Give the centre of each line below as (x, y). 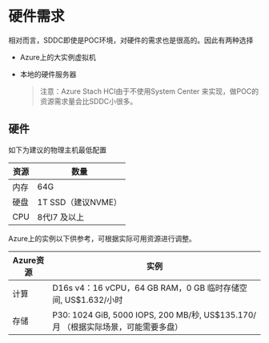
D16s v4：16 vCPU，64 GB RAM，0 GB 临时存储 (146, 288)
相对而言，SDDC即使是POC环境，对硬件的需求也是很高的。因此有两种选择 (131, 40)
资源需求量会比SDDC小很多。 (88, 101)
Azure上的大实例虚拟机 (58, 57)
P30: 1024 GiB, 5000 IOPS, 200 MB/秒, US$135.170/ (154, 315)
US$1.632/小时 (94, 300)
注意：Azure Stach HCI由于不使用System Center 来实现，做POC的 (149, 91)
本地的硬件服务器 (48, 74)
